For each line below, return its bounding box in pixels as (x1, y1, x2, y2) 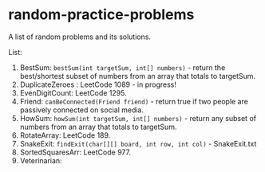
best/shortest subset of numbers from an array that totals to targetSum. (19, 71, 256, 80)
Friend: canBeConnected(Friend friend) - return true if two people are (19, 96, 249, 106)
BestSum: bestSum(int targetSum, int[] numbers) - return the (19, 62, 226, 72)
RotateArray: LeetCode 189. (19, 130, 111, 140)
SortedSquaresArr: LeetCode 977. (19, 147, 132, 157)
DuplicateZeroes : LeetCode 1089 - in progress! (19, 80, 177, 89)
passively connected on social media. (19, 105, 144, 115)
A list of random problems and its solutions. (8, 32, 152, 41)
